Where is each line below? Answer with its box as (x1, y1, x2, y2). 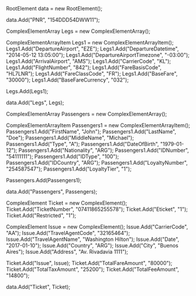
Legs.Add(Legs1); (6, 88, 49, 94)
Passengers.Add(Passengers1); (6, 177, 82, 183)
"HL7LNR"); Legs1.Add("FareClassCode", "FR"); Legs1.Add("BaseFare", (6, 70, 178, 77)
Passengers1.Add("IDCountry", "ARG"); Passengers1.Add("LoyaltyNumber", (6, 159, 188, 166)
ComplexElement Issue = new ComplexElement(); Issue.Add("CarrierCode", (6, 223, 188, 230)
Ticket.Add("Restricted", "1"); (6, 212, 77, 219)
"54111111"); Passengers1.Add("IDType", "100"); (6, 153, 119, 160)
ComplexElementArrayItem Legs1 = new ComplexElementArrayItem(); (6, 39, 174, 46)
